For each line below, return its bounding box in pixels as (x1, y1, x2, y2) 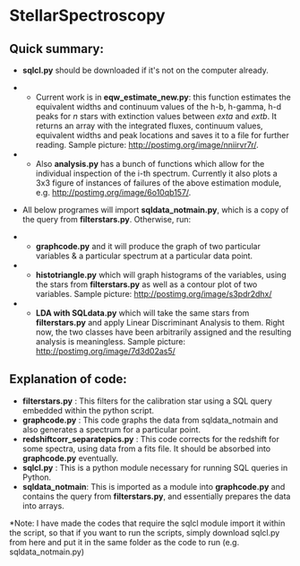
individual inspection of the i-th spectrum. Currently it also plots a (35, 168, 278, 179)
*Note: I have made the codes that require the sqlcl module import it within (9, 518, 286, 528)
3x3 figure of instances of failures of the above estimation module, (35, 178, 282, 188)
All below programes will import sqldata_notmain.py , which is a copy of (21, 205, 289, 215)
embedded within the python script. (21, 405, 155, 415)
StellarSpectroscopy (9, 5, 166, 26)
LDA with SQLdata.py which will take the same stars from (35, 308, 250, 318)
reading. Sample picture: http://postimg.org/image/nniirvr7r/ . (35, 140, 259, 150)
